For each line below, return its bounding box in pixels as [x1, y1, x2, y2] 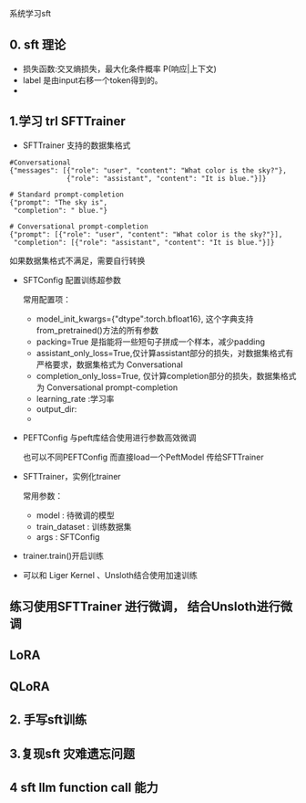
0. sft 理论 [9, 37, 66, 53]
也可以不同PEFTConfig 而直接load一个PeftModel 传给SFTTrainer [22, 451, 264, 462]
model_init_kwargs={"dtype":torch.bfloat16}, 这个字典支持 [36, 313, 254, 324]
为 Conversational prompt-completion [36, 382, 178, 393]
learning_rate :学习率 [36, 393, 115, 404]
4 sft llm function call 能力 [9, 779, 158, 795]
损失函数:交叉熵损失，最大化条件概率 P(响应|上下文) [22, 63, 217, 74]
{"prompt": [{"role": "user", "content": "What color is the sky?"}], [9, 229, 283, 239]
